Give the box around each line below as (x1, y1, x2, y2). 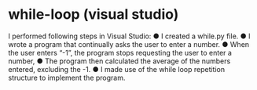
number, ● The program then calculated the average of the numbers (8, 56, 231, 66)
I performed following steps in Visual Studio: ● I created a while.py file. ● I (8, 31, 251, 41)
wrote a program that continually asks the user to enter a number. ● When (8, 39, 250, 49)
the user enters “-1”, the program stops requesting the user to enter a (8, 48, 232, 57)
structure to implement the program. (8, 73, 126, 82)
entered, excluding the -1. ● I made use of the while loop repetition (8, 64, 226, 74)
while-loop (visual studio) (8, 5, 179, 23)
